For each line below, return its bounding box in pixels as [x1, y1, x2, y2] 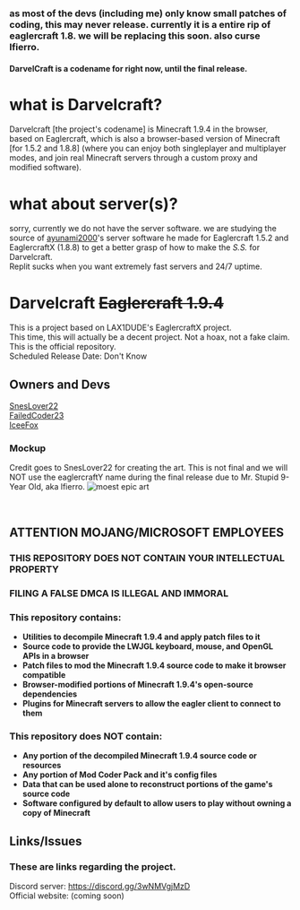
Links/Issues [9, 833, 82, 849]
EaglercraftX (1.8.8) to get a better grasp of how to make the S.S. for [9, 242, 261, 253]
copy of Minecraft [21, 808, 91, 819]
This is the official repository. [9, 342, 116, 352]
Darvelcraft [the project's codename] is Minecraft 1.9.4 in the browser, [9, 124, 269, 134]
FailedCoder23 [9, 411, 64, 421]
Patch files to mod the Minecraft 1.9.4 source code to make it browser [21, 660, 287, 671]
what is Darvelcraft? [9, 94, 163, 115]
